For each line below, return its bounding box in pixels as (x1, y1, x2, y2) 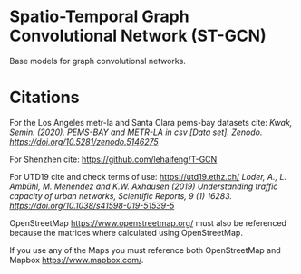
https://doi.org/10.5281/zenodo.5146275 (9, 136, 159, 146)
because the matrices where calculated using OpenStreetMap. (9, 227, 243, 238)
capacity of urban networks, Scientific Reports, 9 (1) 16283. (9, 190, 233, 201)
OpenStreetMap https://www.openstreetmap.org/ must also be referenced (9, 217, 287, 228)
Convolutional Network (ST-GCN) (9, 25, 267, 46)
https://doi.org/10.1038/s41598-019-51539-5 (9, 200, 175, 211)
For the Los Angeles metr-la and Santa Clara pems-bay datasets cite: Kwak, (9, 117, 293, 128)
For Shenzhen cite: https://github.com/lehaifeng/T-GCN (9, 154, 218, 165)
